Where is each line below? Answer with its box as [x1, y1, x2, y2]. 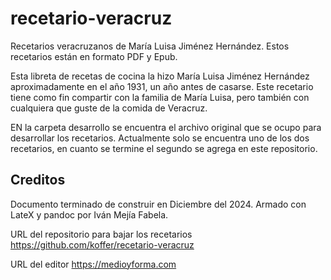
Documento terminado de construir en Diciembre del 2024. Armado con [10, 198, 307, 210]
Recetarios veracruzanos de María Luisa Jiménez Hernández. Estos [10, 40, 290, 52]
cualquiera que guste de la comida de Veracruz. [10, 102, 208, 114]
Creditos [10, 172, 66, 189]
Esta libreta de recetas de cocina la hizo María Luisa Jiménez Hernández [10, 70, 310, 82]
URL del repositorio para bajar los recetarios [10, 228, 193, 240]
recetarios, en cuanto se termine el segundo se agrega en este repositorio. [10, 142, 318, 154]
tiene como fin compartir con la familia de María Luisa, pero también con [10, 91, 310, 103]
